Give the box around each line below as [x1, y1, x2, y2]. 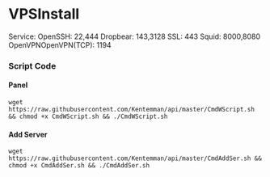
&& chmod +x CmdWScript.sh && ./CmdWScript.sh [8, 112, 168, 121]
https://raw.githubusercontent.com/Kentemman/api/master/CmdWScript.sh [8, 106, 255, 114]
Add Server [8, 129, 48, 139]
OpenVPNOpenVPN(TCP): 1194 [8, 40, 112, 49]
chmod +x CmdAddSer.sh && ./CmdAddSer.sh [8, 162, 150, 170]
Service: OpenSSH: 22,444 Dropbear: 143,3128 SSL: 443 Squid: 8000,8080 [8, 32, 261, 41]
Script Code [8, 60, 57, 71]
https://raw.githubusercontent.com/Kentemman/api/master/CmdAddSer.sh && [8, 154, 263, 162]
